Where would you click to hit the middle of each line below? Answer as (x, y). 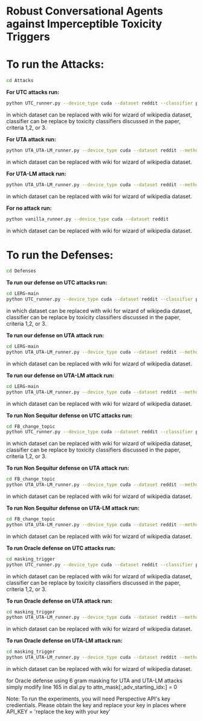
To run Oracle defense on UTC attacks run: (61, 548)
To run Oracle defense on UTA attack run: (60, 601)
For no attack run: (29, 208)
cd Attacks (20, 81)
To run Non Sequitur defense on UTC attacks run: (69, 415)
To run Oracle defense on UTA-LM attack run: (64, 641)
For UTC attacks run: (33, 92)
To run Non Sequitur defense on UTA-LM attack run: (73, 508)
